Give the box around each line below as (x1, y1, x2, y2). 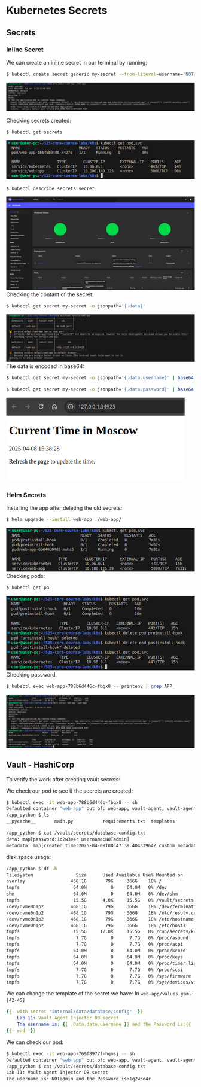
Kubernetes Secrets (6, 4, 108, 17)
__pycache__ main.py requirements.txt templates (6, 818, 175, 824)
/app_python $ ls (6, 812, 50, 818)
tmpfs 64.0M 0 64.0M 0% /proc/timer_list (6, 960, 199, 966)
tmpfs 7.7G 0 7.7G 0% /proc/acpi (6, 942, 184, 948)
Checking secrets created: (6, 117, 72, 124)
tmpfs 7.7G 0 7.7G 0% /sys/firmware (6, 973, 191, 979)
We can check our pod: (6, 1039, 64, 1046)
